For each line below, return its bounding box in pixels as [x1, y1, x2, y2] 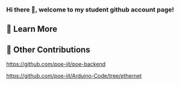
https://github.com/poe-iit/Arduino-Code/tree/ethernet [6, 72, 142, 80]
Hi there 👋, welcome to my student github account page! [6, 5, 175, 14]
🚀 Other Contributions [6, 45, 90, 55]
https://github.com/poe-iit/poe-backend [6, 60, 106, 68]
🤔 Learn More [6, 24, 58, 34]
